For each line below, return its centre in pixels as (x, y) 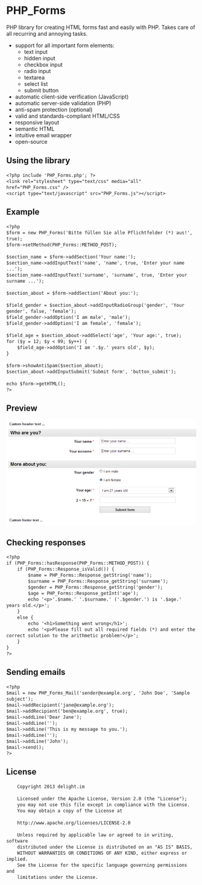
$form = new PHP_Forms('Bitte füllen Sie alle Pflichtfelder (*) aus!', (99, 233)
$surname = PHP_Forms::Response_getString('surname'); (98, 581)
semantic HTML (35, 129)
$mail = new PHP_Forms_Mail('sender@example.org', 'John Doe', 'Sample (98, 693)
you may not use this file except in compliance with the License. (103, 805)
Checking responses (46, 542)
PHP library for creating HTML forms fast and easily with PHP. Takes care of (101, 27)
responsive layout (37, 122)
